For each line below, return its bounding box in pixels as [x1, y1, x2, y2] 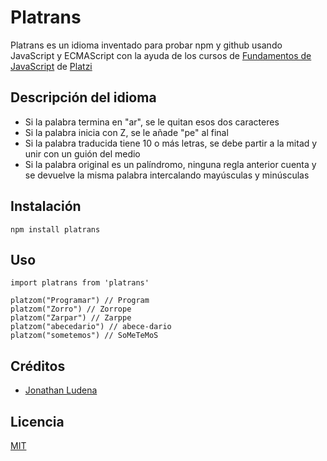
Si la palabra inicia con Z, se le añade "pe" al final [24, 126, 229, 138]
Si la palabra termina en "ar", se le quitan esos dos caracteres [24, 116, 280, 128]
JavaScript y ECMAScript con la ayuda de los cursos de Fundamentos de [10, 49, 312, 61]
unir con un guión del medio [24, 147, 141, 160]
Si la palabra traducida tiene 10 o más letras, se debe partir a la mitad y [24, 137, 318, 149]
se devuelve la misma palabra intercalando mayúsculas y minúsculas [24, 169, 310, 181]
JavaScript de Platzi [10, 60, 93, 72]
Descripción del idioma [10, 89, 157, 106]
